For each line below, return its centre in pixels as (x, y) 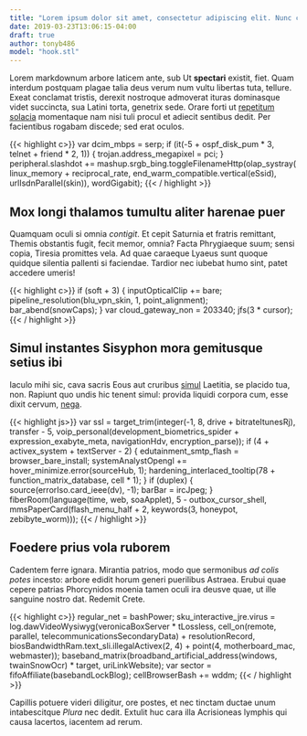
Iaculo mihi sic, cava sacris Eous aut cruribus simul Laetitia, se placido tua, (150, 384)
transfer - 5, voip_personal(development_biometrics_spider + (125, 432)
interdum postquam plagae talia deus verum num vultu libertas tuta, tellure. (151, 88)
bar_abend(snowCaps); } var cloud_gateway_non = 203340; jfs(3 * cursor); (151, 309)
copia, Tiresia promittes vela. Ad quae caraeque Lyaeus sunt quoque (138, 253)
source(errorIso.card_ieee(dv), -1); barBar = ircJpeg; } (111, 489)
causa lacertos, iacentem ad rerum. (76, 721)
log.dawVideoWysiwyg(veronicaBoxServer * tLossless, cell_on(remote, (143, 626)
